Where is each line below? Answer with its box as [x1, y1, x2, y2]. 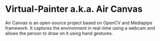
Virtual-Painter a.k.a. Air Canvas [5, 3, 143, 15]
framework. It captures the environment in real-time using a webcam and [5, 25, 156, 31]
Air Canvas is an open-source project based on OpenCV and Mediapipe [5, 20, 153, 26]
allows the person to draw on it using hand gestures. [5, 30, 113, 36]
